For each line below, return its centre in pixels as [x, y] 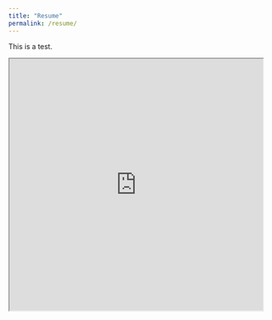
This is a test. [31, 46]
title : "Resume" [35, 16]
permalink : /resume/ [43, 23]
